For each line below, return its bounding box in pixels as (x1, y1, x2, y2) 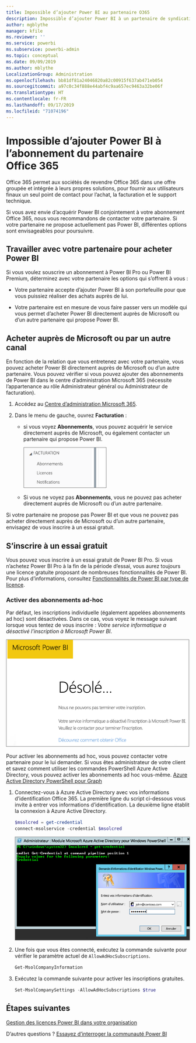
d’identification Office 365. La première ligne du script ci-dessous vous (14, 795, 186, 802)
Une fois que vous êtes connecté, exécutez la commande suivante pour (14, 946, 187, 953)
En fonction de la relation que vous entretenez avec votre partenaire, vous (6, 358, 184, 365)
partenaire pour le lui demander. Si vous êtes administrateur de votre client (6, 759, 185, 766)
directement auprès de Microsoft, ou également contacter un (23, 429, 170, 436)
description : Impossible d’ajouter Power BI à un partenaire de (6, 15, 166, 22)
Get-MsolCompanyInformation (14, 965, 83, 970)
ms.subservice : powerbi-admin (6, 47, 80, 53)
